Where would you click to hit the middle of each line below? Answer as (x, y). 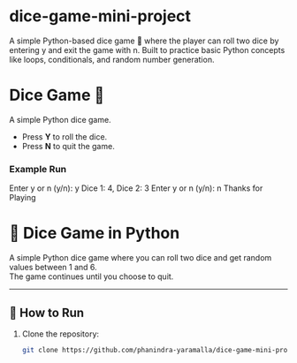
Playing (23, 198)
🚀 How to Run (47, 312)
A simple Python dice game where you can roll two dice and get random (141, 258)
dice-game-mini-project (100, 16)
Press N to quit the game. (68, 146)
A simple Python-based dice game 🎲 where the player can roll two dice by (144, 41)
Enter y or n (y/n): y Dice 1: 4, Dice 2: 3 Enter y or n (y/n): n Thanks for (136, 188)
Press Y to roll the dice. (65, 136)
